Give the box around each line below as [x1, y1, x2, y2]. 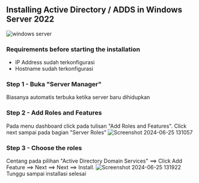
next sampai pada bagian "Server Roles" [6, 128, 107, 136]
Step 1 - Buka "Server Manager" [6, 80, 102, 89]
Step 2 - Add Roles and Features [6, 109, 102, 117]
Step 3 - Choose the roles [6, 143, 82, 152]
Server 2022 [6, 14, 55, 25]
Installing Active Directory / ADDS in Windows [6, 5, 182, 15]
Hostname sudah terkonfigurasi [14, 65, 93, 73]
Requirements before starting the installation [6, 45, 140, 53]
